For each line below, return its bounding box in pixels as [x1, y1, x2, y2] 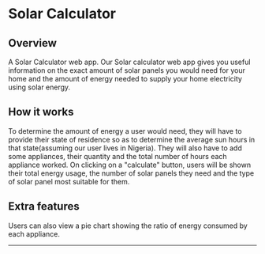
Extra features [8, 199, 80, 214]
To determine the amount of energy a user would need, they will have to [8, 126, 242, 135]
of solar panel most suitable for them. [8, 176, 130, 186]
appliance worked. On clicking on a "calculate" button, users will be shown [8, 160, 251, 169]
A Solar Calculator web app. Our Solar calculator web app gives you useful [8, 57, 251, 66]
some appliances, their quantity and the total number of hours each [8, 151, 227, 161]
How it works [8, 105, 74, 119]
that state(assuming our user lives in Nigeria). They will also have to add [8, 143, 242, 153]
